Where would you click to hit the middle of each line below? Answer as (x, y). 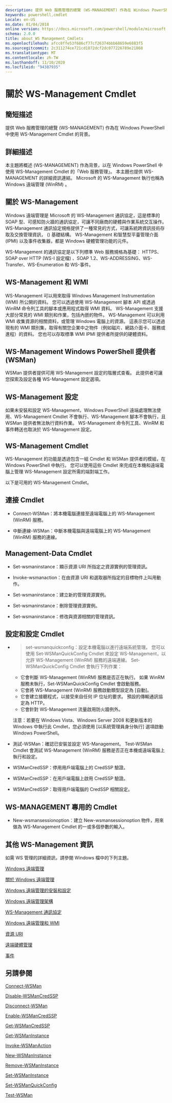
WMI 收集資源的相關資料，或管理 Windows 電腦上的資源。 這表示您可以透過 (85, 321)
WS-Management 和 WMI (47, 282)
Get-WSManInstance (27, 1035)
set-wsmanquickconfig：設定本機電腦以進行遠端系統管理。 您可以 (95, 647)
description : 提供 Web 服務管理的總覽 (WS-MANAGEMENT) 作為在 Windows (78, 10)
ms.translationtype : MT (31, 53)
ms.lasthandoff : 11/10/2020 (35, 62)
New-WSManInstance (28, 1055)
